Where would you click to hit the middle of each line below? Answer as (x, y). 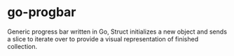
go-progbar (42, 12)
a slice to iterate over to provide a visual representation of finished (103, 38)
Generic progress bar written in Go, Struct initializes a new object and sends (117, 31)
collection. (22, 46)
